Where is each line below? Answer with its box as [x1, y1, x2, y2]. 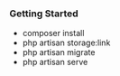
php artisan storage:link [22, 37, 111, 48]
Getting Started [9, 7, 78, 20]
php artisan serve [22, 57, 88, 68]
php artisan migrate [22, 47, 96, 58]
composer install [22, 28, 85, 39]
